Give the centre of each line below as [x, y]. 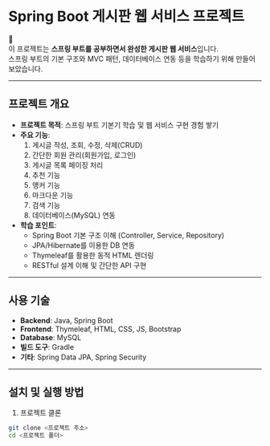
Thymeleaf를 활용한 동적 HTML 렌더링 [93, 255]
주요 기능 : [35, 135]
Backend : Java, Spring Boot [67, 320]
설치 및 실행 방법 [46, 392]
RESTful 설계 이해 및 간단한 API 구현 [89, 265]
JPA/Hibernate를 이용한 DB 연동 [83, 245]
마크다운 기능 [53, 195]
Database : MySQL [51, 337]
